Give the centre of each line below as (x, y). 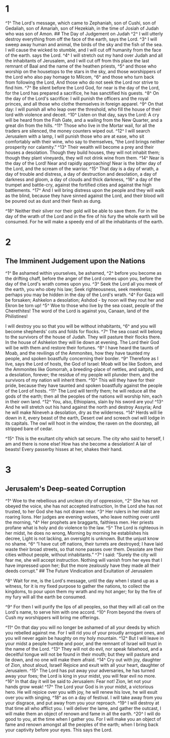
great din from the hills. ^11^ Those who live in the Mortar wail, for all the (80, 125)
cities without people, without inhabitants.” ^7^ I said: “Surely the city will (81, 555)
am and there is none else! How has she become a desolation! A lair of (79, 444)
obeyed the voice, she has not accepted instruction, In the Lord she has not (84, 506)
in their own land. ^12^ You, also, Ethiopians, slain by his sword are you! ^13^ (84, 401)
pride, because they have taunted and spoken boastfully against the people (84, 385)
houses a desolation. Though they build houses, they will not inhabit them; (83, 152)
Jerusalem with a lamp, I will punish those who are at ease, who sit (75, 136)
